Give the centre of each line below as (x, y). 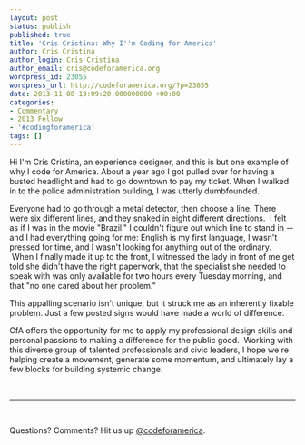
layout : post (34, 18)
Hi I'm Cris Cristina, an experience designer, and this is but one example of (149, 162)
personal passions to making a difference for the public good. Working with (151, 340)
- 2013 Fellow (36, 119)
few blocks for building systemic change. (86, 369)
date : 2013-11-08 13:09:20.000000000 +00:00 (95, 94)
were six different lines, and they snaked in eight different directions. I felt (148, 218)
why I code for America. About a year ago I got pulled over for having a (142, 171)
